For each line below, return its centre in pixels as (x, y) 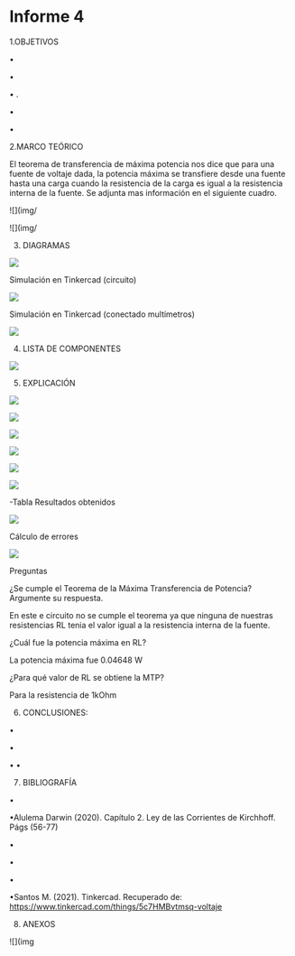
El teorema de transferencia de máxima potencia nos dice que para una (142, 163)
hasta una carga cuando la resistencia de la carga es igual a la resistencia (146, 183)
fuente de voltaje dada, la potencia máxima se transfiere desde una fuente (147, 173)
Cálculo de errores (44, 536)
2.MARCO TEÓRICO (46, 146)
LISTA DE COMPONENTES (72, 348)
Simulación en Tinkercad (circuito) (73, 279)
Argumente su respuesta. (56, 598)
